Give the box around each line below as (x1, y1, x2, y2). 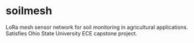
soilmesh (5, 4, 52, 18)
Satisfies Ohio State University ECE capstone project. (5, 29, 138, 37)
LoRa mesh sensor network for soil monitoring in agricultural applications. (5, 24, 189, 31)
